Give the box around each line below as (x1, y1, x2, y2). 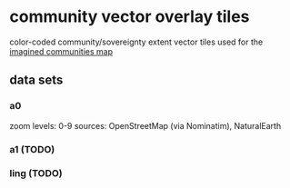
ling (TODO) (9, 167, 64, 180)
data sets (9, 73, 64, 88)
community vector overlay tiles (9, 6, 250, 27)
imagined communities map (9, 45, 114, 56)
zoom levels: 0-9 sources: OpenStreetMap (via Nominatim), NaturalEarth (9, 120, 282, 131)
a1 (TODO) (9, 143, 55, 155)
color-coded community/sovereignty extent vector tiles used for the (9, 36, 264, 47)
